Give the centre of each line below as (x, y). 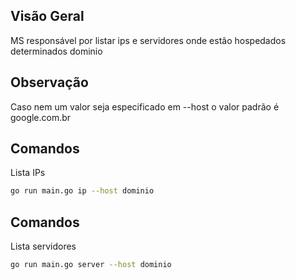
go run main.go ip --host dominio (82, 191)
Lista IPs (28, 173)
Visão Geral (47, 16)
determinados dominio (56, 51)
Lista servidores (43, 246)
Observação (49, 82)
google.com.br (41, 117)
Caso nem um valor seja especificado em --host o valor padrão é (145, 106)
